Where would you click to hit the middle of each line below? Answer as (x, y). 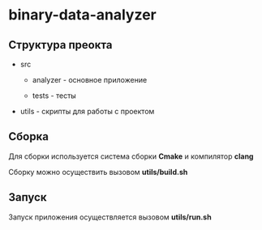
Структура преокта (60, 45)
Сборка (28, 136)
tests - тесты (54, 96)
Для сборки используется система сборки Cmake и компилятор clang (131, 156)
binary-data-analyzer (82, 15)
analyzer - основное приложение (90, 80)
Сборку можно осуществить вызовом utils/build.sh (98, 172)
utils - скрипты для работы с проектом (87, 111)
